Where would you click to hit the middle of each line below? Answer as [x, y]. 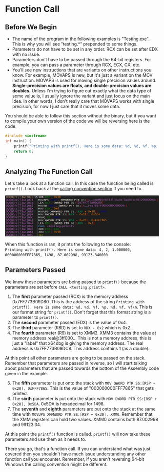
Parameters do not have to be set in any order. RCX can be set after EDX [85, 49]
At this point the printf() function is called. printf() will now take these [78, 434]
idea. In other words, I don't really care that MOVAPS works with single [83, 101]
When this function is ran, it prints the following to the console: [68, 244]
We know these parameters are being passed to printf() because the [76, 282]
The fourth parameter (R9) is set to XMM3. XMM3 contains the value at [84, 333]
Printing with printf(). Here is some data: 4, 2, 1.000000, [69, 250]
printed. [20, 393]
